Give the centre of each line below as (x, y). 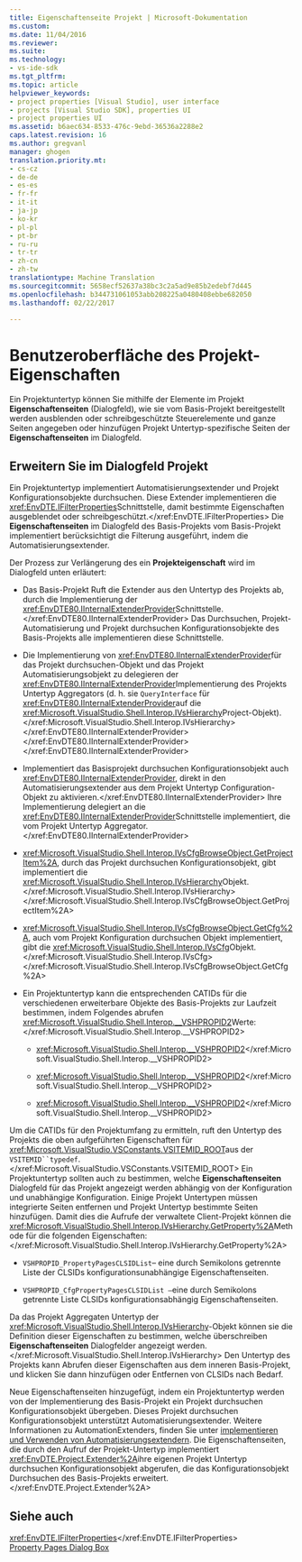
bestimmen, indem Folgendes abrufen (93, 1013)
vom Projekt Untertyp (62, 826)
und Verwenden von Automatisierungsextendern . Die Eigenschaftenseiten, (148, 1440)
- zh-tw (24, 270)
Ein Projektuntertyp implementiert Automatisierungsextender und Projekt (144, 488)
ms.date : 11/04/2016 (48, 34)
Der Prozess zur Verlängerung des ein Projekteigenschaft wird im (132, 563)
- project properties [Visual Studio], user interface (114, 101)
